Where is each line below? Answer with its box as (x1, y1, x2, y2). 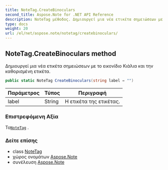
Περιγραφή (78, 89, 107, 96)
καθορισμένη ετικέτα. (5, 68, 51, 74)
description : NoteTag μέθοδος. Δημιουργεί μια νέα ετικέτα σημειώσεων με (5, 17, 163, 22)
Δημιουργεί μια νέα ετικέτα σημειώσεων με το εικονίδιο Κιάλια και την (5, 63, 153, 69)
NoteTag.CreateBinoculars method (5, 49, 117, 58)
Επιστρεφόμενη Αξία (5, 113, 59, 120)
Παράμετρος (8, 89, 40, 96)
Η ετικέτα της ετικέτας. (64, 98, 120, 105)
